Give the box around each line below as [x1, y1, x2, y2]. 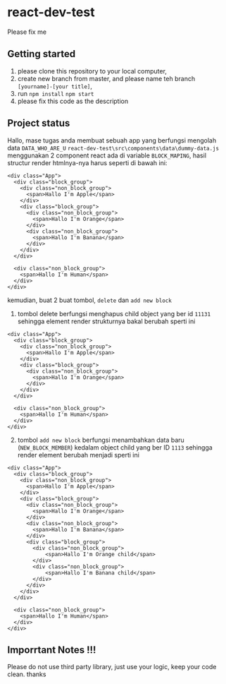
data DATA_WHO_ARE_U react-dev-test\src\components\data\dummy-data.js [7, 143, 220, 152]
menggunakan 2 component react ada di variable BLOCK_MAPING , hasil [7, 151, 206, 160]
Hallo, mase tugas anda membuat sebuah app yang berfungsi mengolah [7, 136, 217, 145]
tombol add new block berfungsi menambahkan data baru [17, 436, 184, 444]
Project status [7, 117, 70, 129]
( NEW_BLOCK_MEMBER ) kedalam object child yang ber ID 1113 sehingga [17, 443, 213, 452]
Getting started [7, 48, 76, 60]
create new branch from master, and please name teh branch [17, 74, 196, 83]
